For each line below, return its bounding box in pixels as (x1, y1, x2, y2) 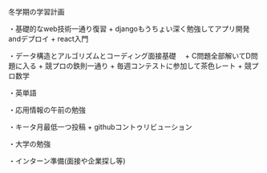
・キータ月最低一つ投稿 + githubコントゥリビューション (8, 123, 192, 131)
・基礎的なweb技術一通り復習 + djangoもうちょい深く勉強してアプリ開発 (8, 24, 250, 34)
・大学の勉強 (8, 139, 51, 148)
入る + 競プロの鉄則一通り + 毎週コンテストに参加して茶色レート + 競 (22, 61, 252, 70)
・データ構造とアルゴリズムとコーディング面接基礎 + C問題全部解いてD (8, 51, 251, 60)
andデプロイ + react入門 (8, 34, 89, 43)
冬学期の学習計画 (8, 7, 65, 16)
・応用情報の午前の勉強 (8, 105, 86, 115)
